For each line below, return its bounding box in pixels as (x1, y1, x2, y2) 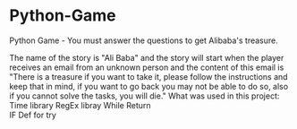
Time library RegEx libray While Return (9, 99, 151, 110)
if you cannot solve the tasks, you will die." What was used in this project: (9, 90, 280, 101)
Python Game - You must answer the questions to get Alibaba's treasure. (9, 35, 279, 46)
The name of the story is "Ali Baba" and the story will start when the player (9, 52, 284, 63)
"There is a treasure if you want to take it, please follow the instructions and (9, 71, 288, 82)
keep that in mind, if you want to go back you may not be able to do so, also (9, 81, 289, 91)
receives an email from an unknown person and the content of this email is (9, 62, 284, 73)
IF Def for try (9, 109, 56, 120)
